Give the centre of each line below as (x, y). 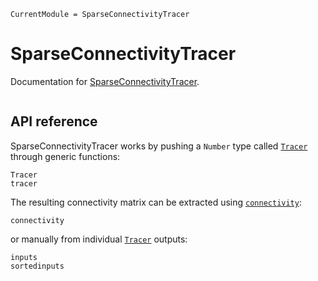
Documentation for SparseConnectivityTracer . (105, 81)
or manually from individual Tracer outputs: (99, 239)
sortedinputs (37, 266)
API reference (54, 121)
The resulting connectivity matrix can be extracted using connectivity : (156, 202)
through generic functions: (65, 156)
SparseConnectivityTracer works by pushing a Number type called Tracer (159, 146)
